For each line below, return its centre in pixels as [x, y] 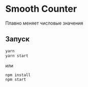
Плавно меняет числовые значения [44, 23]
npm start [16, 80]
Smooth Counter [41, 9]
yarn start [17, 56]
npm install [18, 75]
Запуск [17, 39]
